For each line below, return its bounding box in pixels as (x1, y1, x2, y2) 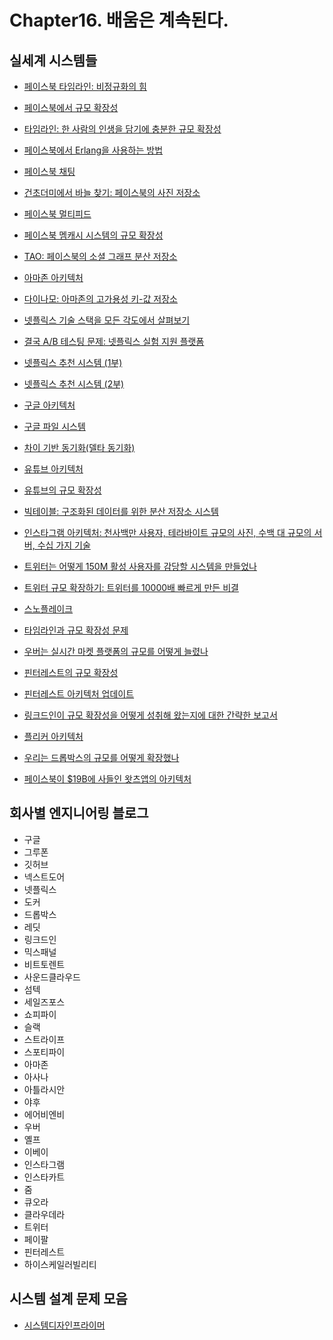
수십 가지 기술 (37, 539, 91, 551)
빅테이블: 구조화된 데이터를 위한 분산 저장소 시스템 (23, 506, 219, 517)
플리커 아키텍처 (23, 731, 84, 742)
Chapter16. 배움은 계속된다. (9, 9, 229, 32)
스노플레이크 (23, 603, 74, 615)
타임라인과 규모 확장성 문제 (23, 624, 129, 636)
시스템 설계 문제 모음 (9, 1291, 128, 1308)
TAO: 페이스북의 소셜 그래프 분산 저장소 (23, 251, 178, 262)
